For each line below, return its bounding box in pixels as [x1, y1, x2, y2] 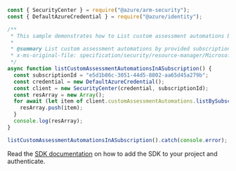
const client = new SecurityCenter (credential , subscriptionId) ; [13, 84, 209, 91]
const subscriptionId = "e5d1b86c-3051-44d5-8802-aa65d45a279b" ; [13, 71, 209, 79]
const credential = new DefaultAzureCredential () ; [13, 78, 165, 85]
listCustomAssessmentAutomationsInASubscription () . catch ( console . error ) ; [7, 137, 228, 144]
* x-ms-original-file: [10, 52, 77, 59]
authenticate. [7, 157, 46, 165]
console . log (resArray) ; [13, 118, 83, 125]
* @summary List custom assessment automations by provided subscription [10, 46, 231, 53]
